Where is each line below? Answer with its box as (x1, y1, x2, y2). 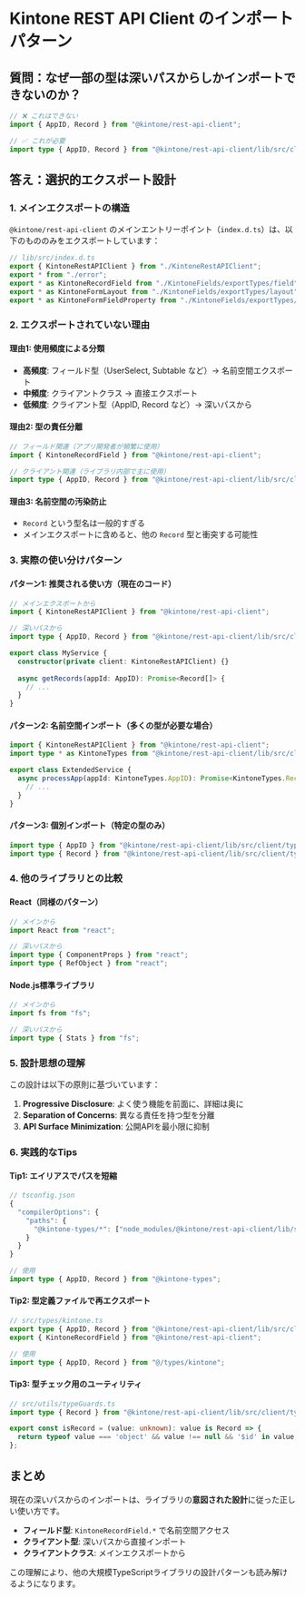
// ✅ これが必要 (9, 136, 66, 145)
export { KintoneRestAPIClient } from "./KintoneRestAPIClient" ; (9, 262, 261, 271)
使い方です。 (16, 1505, 65, 1516)
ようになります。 (16, 1578, 81, 1589)
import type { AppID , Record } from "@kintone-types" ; (9, 1275, 221, 1284)
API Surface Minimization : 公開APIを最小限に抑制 (22, 1122, 211, 1132)
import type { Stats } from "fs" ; (9, 1034, 141, 1043)
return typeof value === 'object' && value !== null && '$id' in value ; (17, 1433, 299, 1442)
